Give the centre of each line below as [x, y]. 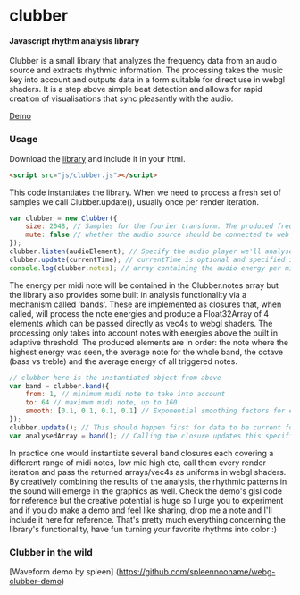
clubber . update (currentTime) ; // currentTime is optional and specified [147, 259]
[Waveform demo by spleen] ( [64, 571]
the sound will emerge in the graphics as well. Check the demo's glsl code [146, 491]
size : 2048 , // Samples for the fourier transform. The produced [150, 226]
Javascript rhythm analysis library [75, 40]
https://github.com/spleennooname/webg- [197, 571]
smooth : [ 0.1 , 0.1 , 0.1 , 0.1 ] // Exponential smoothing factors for [155, 411]
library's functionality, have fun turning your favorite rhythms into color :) [143, 529]
